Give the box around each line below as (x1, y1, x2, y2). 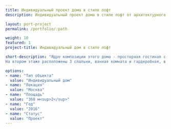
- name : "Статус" (5, 111, 42, 116)
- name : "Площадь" (5, 92, 45, 97)
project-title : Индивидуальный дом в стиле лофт (5, 45, 111, 50)
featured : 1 (5, 40, 31, 46)
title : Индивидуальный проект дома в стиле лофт (5, 7, 111, 13)
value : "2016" (10, 106, 40, 112)
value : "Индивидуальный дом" (10, 78, 72, 83)
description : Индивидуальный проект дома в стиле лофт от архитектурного (5, 12, 166, 17)
